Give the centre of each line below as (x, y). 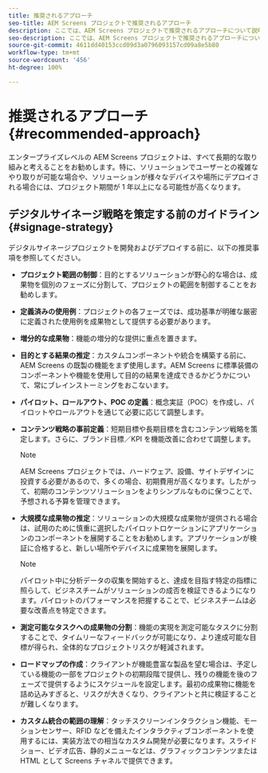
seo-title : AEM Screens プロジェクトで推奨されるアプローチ (100, 23)
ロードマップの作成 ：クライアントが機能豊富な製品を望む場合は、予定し (138, 664)
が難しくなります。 (51, 704)
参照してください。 (53, 257)
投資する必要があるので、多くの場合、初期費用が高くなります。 (124, 481)
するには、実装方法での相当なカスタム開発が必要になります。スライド (142, 740)
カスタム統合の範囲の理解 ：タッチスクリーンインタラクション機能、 (132, 720)
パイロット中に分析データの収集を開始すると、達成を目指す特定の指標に (138, 580)
